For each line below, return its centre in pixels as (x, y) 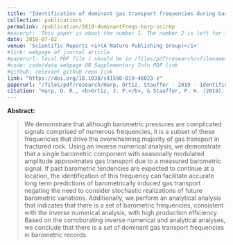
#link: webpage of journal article (59, 53)
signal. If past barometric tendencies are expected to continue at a (119, 169)
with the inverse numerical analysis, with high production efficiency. (121, 213)
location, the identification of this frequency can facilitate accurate (119, 176)
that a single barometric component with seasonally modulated (114, 154)
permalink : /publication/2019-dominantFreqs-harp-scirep (91, 26)
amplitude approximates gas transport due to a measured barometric (123, 161)
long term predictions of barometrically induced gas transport (112, 183)
